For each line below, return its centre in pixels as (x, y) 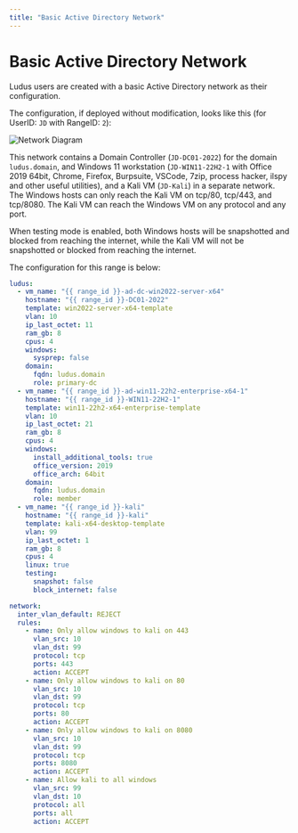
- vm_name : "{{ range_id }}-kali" (81, 507)
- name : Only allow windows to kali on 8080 (109, 730)
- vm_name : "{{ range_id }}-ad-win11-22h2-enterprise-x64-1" (133, 391)
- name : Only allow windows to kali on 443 (107, 631)
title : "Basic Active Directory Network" (87, 17)
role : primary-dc (65, 383)
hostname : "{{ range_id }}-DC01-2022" (97, 300)
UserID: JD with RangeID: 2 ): (60, 122)
